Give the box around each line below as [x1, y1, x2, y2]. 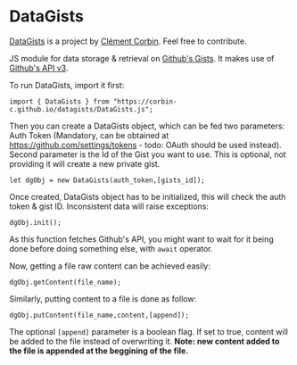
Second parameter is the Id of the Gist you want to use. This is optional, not [9, 149, 287, 160]
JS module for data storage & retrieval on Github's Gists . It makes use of [9, 53, 275, 63]
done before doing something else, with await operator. [9, 243, 213, 253]
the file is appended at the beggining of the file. [9, 345, 189, 356]
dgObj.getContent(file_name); [9, 278, 122, 286]
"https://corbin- [112, 96, 177, 106]
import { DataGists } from [9, 96, 110, 106]
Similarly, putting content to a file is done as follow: [9, 293, 197, 304]
